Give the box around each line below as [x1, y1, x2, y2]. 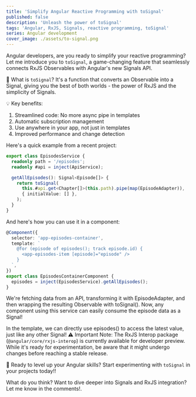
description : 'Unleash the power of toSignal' [6, 19, 122, 25]
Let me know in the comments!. [6, 385, 82, 392]
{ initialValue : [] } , [21, 191, 77, 197]
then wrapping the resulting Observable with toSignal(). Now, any [6, 301, 164, 308]
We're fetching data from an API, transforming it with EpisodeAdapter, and [6, 295, 185, 302]
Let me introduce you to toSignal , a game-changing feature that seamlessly [6, 58, 190, 65]
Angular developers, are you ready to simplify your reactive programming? [6, 52, 186, 59]
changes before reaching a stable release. [6, 350, 109, 357]
